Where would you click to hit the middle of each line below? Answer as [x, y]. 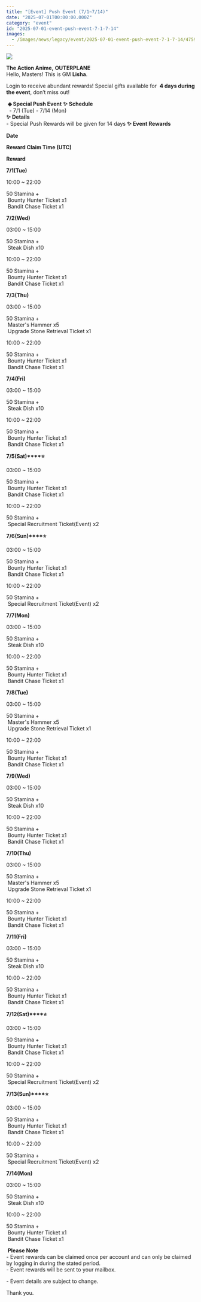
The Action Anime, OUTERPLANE [48, 68]
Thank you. [20, 1293]
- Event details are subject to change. [52, 1281]
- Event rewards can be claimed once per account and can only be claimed [99, 1257]
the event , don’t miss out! [38, 92]
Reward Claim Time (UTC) [39, 147]
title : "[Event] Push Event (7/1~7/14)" [57, 12]
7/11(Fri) [16, 937]
